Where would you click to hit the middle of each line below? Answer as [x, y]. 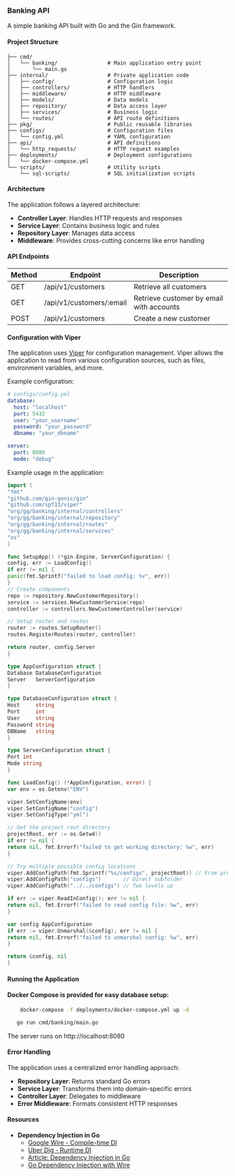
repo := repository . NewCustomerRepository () [73, 596]
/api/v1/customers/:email [86, 302]
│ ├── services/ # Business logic [83, 112]
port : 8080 [29, 453]
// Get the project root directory [59, 828]
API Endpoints [28, 256]
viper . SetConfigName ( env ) [45, 802]
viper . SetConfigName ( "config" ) [53, 808]
